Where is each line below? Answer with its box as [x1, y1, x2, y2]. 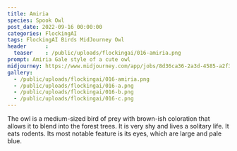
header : [7, 43, 49, 50]
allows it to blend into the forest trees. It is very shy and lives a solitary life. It [7, 122, 229, 130]
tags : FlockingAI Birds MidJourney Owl [7, 37, 125, 44]
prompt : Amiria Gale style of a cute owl [7, 56, 131, 63]
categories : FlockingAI [7, 29, 78, 37]
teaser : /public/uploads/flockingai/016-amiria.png [13, 50, 181, 57]
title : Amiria [7, 10, 49, 18]
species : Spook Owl [7, 17, 65, 24]
